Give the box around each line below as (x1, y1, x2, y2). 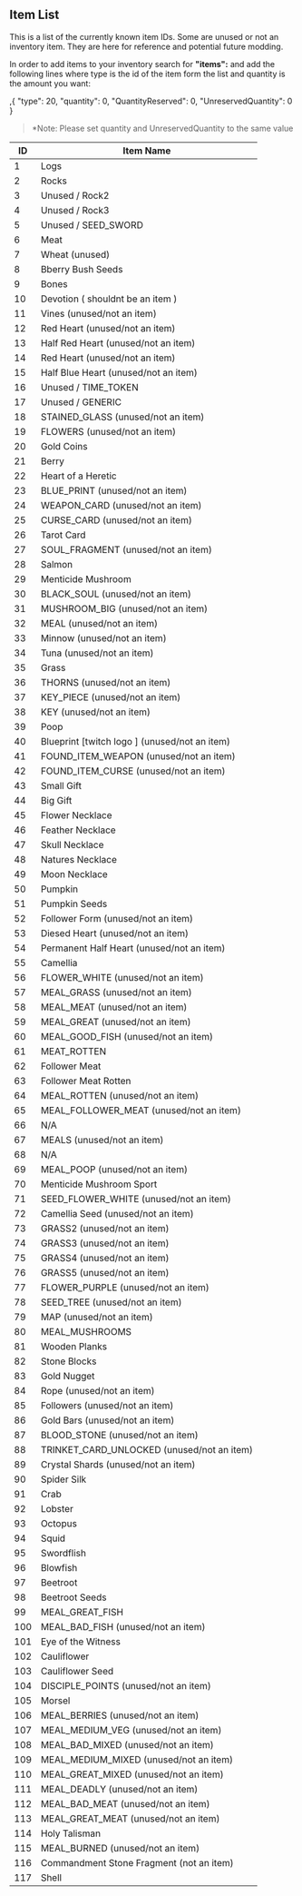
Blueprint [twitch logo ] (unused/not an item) (40, 735, 231, 747)
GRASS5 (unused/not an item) (40, 1266, 170, 1279)
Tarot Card (40, 528, 86, 541)
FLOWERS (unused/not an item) (40, 425, 177, 438)
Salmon (40, 558, 73, 570)
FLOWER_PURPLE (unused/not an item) (40, 1280, 210, 1293)
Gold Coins (40, 439, 88, 452)
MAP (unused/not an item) (40, 1310, 153, 1323)
